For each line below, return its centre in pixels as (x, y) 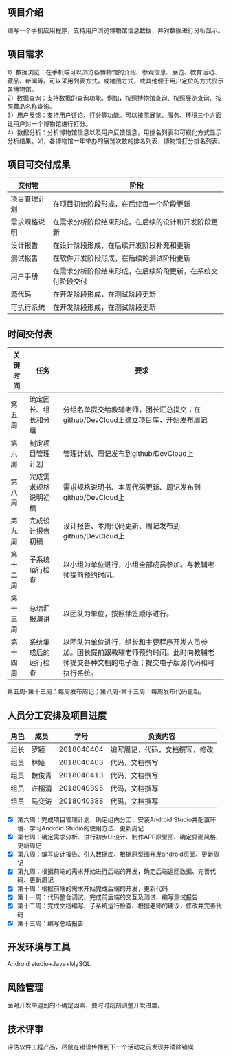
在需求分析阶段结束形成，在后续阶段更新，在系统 (132, 271)
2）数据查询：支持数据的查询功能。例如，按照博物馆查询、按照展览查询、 (111, 98)
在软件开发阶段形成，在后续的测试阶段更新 (122, 258)
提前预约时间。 (94, 575)
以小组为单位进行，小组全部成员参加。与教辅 (135, 565)
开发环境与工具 (39, 946)
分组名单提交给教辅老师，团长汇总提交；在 (132, 410)
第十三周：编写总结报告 (50, 923)
